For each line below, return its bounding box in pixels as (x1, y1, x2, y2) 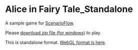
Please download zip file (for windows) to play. (5, 29, 101, 35)
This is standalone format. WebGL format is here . (5, 39, 106, 45)
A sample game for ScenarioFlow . (5, 20, 75, 26)
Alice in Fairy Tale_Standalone (5, 3, 133, 15)
